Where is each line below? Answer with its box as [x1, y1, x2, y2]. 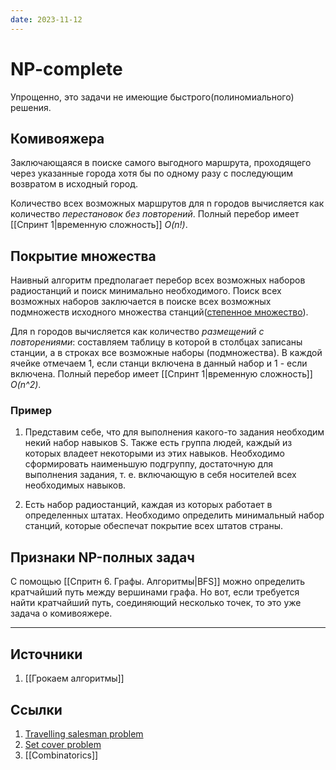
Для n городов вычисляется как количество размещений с [10, 326, 265, 338]
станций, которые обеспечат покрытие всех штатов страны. [24, 520, 284, 532]
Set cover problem [24, 738, 102, 750]
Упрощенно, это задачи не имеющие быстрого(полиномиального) [10, 91, 295, 103]
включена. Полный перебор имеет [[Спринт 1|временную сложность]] [10, 368, 313, 380]
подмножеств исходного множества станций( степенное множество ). [10, 306, 309, 318]
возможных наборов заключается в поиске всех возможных [10, 296, 272, 308]
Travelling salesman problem [24, 727, 144, 740]
